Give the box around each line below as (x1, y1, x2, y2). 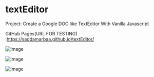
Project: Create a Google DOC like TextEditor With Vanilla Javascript (5, 21, 149, 27)
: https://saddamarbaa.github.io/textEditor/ (5, 36, 94, 42)
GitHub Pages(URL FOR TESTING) (5, 30, 78, 36)
